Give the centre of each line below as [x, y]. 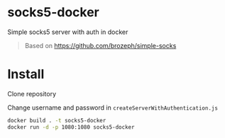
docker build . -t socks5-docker [57, 120]
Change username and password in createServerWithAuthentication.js [113, 108]
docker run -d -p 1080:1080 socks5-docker [71, 127]
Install [26, 74]
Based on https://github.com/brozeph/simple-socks [100, 45]
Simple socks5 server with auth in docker [68, 32]
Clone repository [32, 93]
